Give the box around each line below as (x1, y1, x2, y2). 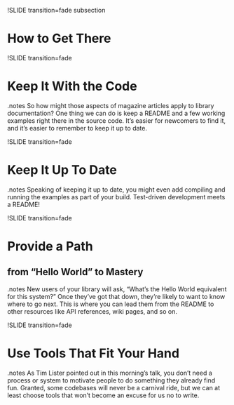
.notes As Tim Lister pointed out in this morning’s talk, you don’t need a (7, 369, 212, 377)
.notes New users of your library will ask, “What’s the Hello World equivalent (7, 284, 227, 293)
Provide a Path (7, 239, 93, 254)
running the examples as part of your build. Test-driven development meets (7, 192, 226, 201)
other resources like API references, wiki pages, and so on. (7, 307, 177, 315)
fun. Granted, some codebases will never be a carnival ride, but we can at (7, 383, 221, 392)
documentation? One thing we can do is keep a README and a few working (7, 109, 226, 117)
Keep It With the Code (7, 79, 138, 94)
